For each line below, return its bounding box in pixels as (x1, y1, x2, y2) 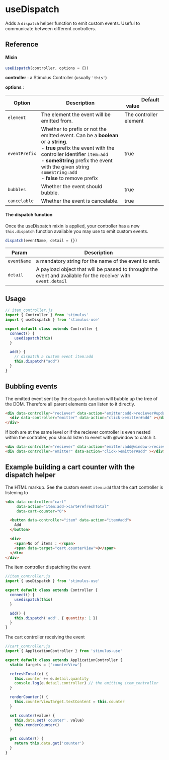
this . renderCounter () (14, 722, 59, 727)
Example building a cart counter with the (5, 463, 135, 472)
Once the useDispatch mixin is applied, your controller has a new (5, 223, 140, 229)
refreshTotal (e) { (10, 671, 49, 676)
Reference (5, 40, 39, 49)
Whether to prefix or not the (41, 126, 107, 133)
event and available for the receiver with (36, 272, 131, 279)
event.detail (36, 278, 67, 284)
